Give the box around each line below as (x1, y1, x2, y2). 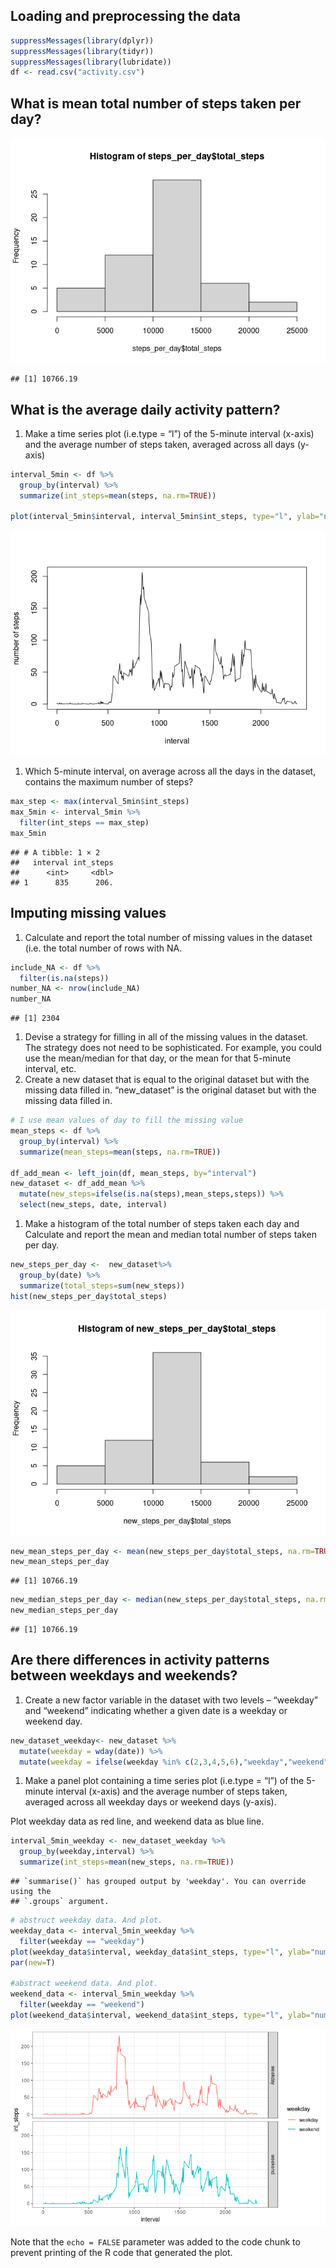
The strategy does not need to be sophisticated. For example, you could (24, 1042, 322, 1054)
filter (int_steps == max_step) (19, 818, 150, 828)
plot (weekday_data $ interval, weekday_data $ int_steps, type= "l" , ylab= (10, 1947, 311, 1957)
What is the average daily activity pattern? (10, 401, 281, 418)
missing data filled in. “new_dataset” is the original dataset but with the (24, 1084, 317, 1096)
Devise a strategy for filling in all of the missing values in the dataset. (24, 1031, 309, 1043)
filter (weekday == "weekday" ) (19, 1936, 145, 1946)
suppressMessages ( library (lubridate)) (10, 57, 172, 67)
